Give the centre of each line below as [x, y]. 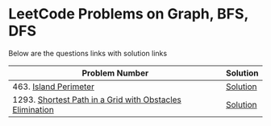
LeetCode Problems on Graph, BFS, [128, 14]
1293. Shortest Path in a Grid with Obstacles [97, 100]
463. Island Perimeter [54, 87]
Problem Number [115, 73]
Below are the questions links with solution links [88, 53]
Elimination [33, 109]
